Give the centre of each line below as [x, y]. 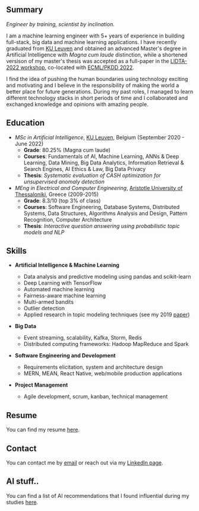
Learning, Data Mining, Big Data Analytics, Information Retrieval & [104, 163]
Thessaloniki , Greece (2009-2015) [57, 194]
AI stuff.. [23, 482]
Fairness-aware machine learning [64, 296]
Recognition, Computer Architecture [68, 219]
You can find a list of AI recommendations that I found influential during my [98, 496]
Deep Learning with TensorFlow [63, 283]
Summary [25, 10]
